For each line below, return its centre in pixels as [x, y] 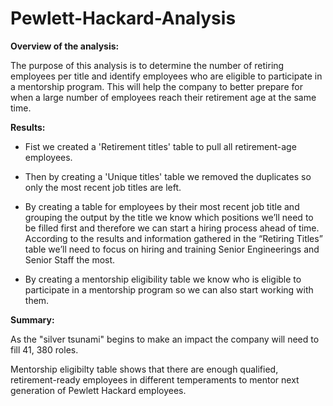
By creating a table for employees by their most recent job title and [162, 206]
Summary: [32, 319]
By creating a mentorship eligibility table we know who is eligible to [163, 279]
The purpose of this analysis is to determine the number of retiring [147, 65]
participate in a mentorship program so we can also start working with [169, 289]
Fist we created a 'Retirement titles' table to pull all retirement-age [160, 146]
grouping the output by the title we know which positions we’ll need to [169, 217]
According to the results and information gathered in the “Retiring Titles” [173, 238]
